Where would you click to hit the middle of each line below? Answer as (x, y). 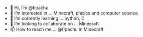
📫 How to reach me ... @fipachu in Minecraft (57, 29)
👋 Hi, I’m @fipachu (29, 8)
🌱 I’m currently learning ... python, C (47, 18)
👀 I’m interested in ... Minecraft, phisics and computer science (74, 13)
